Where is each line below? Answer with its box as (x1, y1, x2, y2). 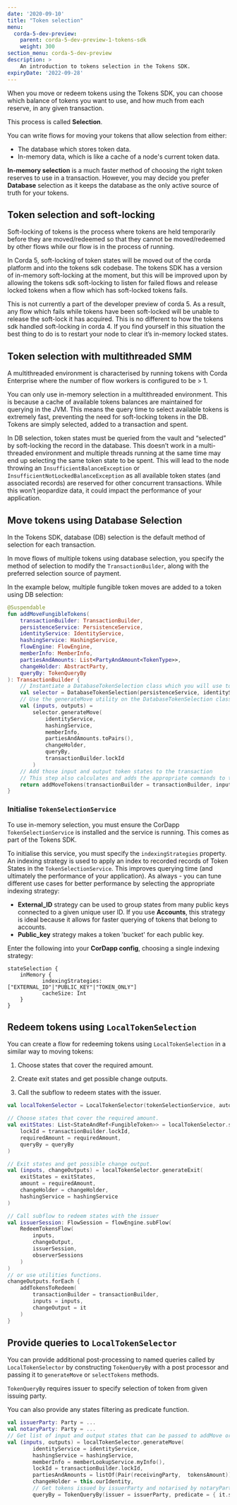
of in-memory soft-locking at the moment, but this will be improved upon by (7, 271, 228, 279)
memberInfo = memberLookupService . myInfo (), (32, 1458, 166, 1465)
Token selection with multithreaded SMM (7, 350, 193, 362)
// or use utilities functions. (7, 1271, 102, 1279)
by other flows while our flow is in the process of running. (7, 243, 175, 251)
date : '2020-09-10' (7, 10, 65, 18)
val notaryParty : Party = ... (7, 1426, 97, 1433)
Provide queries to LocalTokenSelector (7, 1336, 178, 1348)
